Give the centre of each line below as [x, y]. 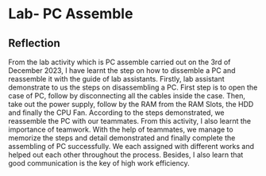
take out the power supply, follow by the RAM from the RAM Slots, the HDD [131, 104]
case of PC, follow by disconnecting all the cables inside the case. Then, [127, 96]
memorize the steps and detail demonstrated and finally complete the [122, 138]
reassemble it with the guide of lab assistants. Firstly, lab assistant [116, 79]
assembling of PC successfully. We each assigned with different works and [131, 146]
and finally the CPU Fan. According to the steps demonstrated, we [116, 113]
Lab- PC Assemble [71, 14]
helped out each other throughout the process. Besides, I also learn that [126, 155]
